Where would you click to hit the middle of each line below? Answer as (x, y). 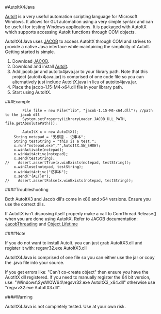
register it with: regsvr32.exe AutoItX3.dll (46, 248)
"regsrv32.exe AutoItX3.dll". (33, 287)
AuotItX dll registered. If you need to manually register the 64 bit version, (78, 277)
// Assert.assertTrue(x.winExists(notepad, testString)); (68, 163)
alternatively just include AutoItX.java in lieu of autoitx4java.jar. (74, 82)
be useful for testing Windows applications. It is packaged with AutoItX (76, 27)
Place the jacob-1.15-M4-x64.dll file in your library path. (68, 87)
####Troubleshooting (27, 190)
